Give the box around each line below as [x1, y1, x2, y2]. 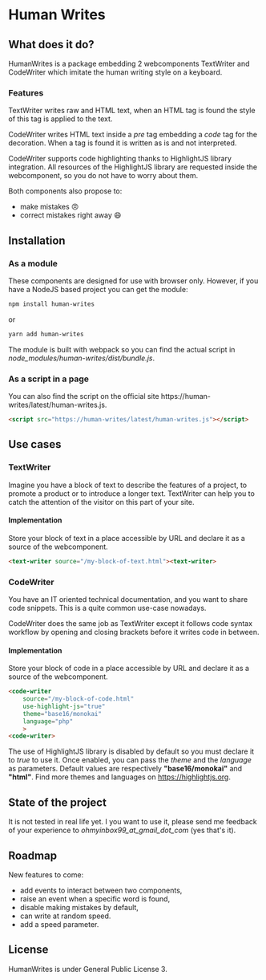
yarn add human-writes [8, 330, 84, 338]
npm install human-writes [8, 299, 95, 308]
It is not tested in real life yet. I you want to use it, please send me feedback [8, 817, 258, 827]
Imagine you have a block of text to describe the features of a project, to [8, 480, 247, 490]
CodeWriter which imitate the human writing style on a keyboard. [8, 67, 223, 77]
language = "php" [22, 717, 74, 726]
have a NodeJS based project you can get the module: [8, 284, 188, 294]
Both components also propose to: [8, 186, 123, 196]
